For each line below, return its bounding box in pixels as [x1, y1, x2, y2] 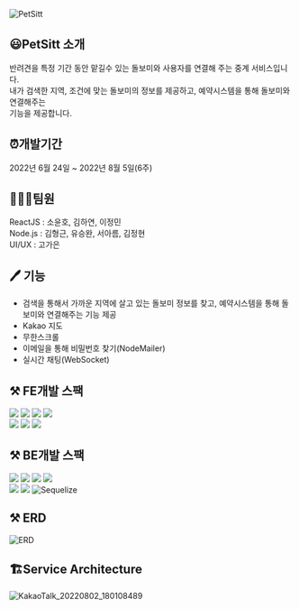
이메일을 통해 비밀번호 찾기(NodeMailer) [22, 343, 166, 354]
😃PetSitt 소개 [9, 37, 86, 52]
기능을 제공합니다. [9, 107, 73, 118]
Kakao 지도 [22, 320, 63, 331]
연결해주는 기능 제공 [46, 309, 117, 320]
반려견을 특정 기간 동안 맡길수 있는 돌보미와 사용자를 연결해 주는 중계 [9, 62, 249, 73]
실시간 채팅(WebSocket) [22, 355, 110, 365]
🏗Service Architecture [9, 562, 142, 577]
